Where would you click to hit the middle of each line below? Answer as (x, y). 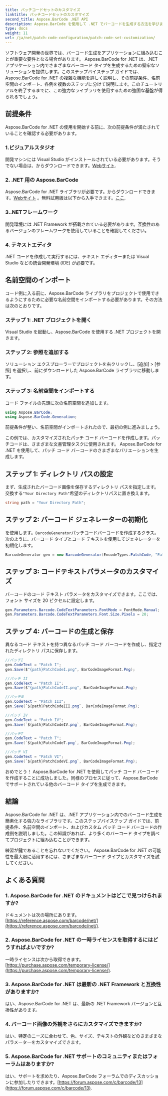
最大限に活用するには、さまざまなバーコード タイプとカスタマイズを (84, 856)
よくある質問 (25, 880)
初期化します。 (20, 545)
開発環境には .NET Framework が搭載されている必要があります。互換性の (80, 224)
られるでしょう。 (23, 96)
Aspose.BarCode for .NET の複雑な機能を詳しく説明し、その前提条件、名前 (83, 78)
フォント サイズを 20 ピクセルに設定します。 (51, 600)
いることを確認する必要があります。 (42, 133)
